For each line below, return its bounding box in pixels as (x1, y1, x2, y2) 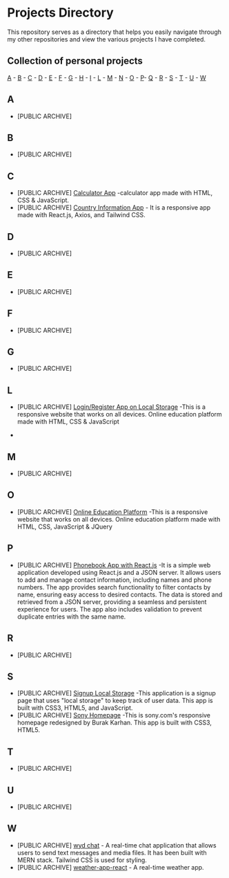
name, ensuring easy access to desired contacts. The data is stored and (17, 590, 223, 598)
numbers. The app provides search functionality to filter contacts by (17, 583, 211, 591)
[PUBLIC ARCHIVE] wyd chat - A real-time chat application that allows (17, 841, 217, 849)
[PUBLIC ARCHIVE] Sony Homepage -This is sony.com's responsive (17, 711, 211, 720)
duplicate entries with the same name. (17, 612, 126, 621)
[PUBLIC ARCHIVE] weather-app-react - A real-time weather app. (17, 863, 205, 871)
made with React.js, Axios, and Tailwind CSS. (17, 211, 146, 219)
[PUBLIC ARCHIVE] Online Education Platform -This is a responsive (17, 507, 208, 516)
